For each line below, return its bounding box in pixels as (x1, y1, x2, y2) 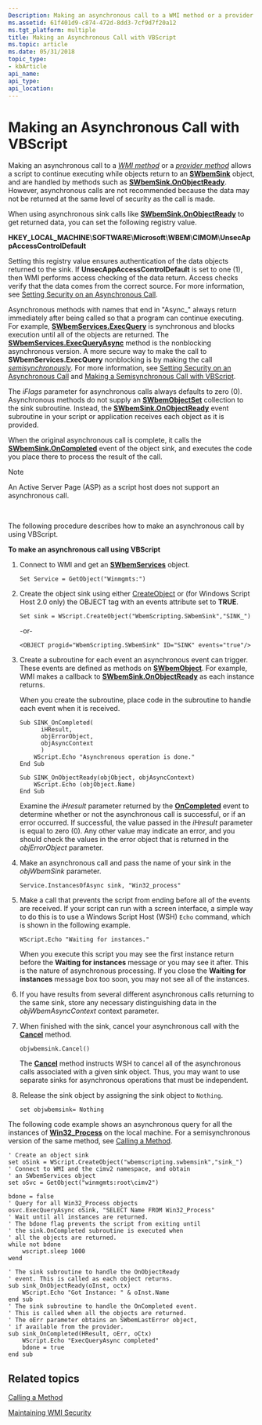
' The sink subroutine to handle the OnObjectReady (8, 1268, 180, 1276)
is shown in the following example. (19, 920, 131, 930)
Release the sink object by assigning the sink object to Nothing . (19, 1091, 224, 1100)
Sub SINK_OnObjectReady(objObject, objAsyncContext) (19, 774, 196, 782)
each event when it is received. (19, 704, 120, 713)
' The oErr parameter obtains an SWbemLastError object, (8, 1316, 198, 1325)
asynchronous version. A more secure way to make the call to (8, 347, 207, 356)
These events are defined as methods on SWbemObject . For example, (19, 664, 248, 673)
